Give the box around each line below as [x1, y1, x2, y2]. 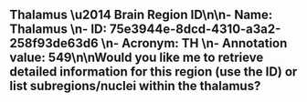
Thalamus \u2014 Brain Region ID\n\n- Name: [9, 7, 273, 23]
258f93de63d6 [9, 36, 99, 51]
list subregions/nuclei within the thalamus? [9, 78, 261, 94]
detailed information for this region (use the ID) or [9, 64, 298, 80]
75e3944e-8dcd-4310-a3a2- [109, 22, 281, 37]
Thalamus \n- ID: [9, 22, 108, 37]
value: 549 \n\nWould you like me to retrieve [9, 50, 264, 66]
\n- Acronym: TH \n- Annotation [101, 36, 288, 51]
